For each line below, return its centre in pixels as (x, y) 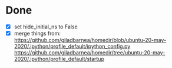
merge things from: (37, 33)
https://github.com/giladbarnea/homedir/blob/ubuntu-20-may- (90, 40)
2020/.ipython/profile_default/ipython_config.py (72, 46)
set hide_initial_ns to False (46, 27)
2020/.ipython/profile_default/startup (59, 59)
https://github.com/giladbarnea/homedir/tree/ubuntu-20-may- (90, 53)
